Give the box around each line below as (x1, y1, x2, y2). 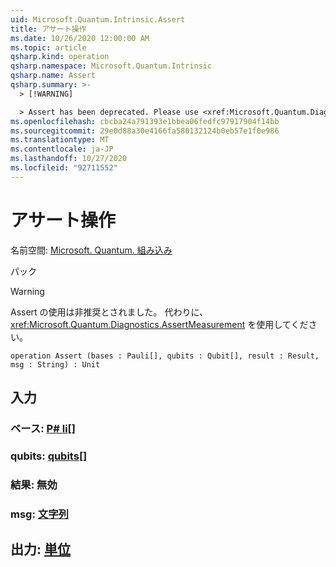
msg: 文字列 (10, 507, 69, 521)
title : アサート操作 (10, 24, 87, 34)
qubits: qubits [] (10, 449, 88, 463)
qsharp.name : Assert (10, 71, 97, 81)
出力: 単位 (10, 541, 71, 558)
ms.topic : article (10, 42, 87, 53)
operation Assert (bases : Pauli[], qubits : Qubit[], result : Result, (10, 351, 320, 361)
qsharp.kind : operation (10, 52, 110, 62)
